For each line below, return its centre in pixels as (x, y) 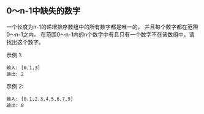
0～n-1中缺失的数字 (43, 11)
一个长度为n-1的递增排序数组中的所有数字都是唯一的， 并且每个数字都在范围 (102, 27)
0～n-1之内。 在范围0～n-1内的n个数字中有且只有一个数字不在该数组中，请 (100, 34)
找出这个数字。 (25, 42)
